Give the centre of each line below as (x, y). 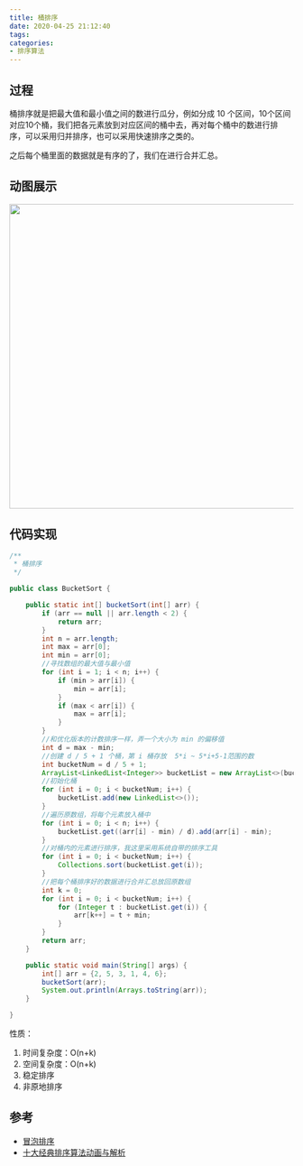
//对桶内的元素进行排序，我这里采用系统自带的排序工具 (130, 848)
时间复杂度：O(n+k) (59, 1053)
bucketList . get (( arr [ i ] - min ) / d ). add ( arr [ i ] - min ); (165, 831)
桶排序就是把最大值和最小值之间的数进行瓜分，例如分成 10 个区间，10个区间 (150, 113)
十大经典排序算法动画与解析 (74, 1152)
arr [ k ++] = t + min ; (112, 916)
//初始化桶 (60, 782)
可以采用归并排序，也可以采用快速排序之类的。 (112, 135)
